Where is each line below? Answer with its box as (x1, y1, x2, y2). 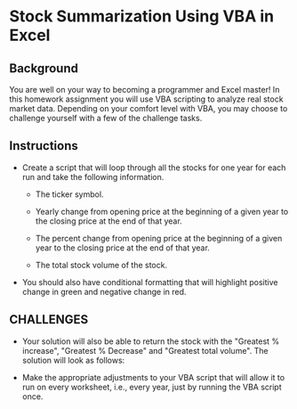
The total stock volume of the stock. (35, 259, 167, 270)
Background (9, 61, 78, 76)
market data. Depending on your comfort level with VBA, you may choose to (9, 103, 288, 113)
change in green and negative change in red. (21, 286, 187, 297)
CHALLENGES (9, 312, 89, 327)
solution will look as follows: (21, 355, 125, 365)
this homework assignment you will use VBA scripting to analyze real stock (9, 94, 284, 104)
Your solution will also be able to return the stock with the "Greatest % (21, 336, 280, 347)
